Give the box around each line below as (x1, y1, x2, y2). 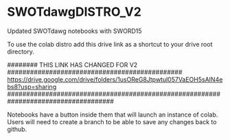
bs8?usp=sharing (7, 82, 57, 91)
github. (7, 125, 27, 133)
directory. (7, 47, 34, 56)
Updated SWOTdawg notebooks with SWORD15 (7, 27, 142, 35)
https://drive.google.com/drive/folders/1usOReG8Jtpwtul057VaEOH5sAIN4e (7, 75, 223, 83)
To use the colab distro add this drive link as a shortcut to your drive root (7, 40, 213, 48)
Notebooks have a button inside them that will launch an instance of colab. (7, 110, 218, 119)
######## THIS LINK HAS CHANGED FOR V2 (7, 60, 138, 69)
